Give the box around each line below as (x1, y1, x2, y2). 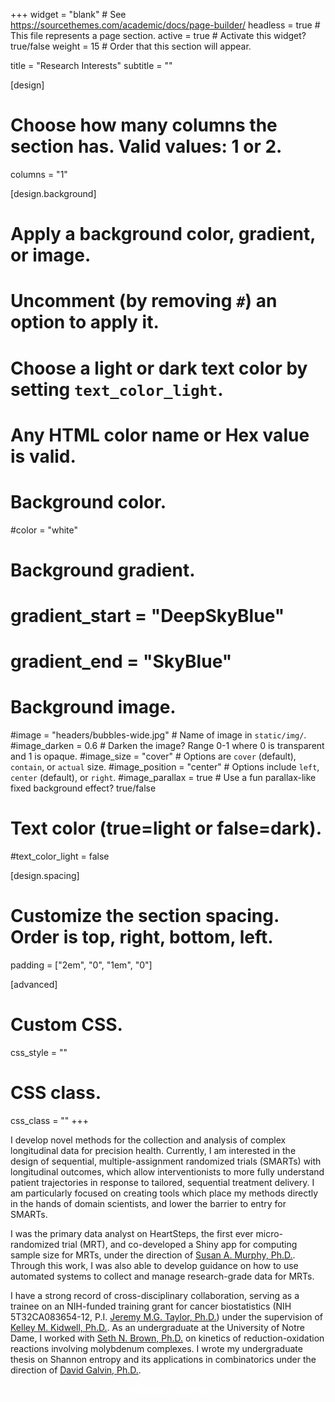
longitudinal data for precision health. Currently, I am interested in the (10, 1144, 297, 1156)
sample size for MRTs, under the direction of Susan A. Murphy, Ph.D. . (10, 1249, 296, 1261)
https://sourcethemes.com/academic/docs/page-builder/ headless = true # (10, 19, 321, 31)
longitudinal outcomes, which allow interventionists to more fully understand (10, 1165, 325, 1178)
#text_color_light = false (10, 850, 110, 863)
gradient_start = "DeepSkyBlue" (10, 605, 285, 627)
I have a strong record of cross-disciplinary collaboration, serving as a (10, 1289, 300, 1301)
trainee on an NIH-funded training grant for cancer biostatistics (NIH (10, 1300, 292, 1312)
